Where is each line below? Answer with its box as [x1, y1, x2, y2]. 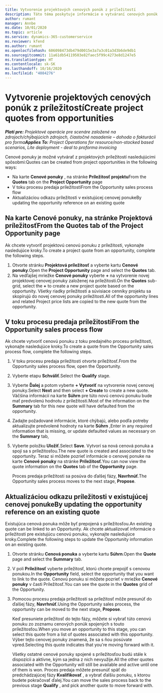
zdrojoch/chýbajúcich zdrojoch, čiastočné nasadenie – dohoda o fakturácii [5, 134, 156, 140]
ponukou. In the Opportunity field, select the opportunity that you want [12, 571, 154, 577]
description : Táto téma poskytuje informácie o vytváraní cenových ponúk [5, 12, 158, 17]
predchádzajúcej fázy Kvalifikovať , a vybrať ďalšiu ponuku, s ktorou [12, 672, 151, 678]
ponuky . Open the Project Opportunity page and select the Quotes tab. [12, 267, 156, 273]
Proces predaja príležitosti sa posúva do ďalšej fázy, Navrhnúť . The [12, 473, 147, 479]
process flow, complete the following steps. [5, 349, 92, 355]
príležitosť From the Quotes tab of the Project [5, 222, 144, 230]
